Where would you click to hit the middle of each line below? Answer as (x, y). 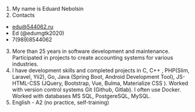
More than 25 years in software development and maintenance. (91, 51)
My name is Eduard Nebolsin (48, 9)
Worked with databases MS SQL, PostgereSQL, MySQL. (81, 96)
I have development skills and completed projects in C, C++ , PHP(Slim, (101, 70)
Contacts (23, 15)
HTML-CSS (26, 83)
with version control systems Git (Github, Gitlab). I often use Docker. (96, 89)
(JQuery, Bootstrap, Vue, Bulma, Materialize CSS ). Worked (115, 83)
